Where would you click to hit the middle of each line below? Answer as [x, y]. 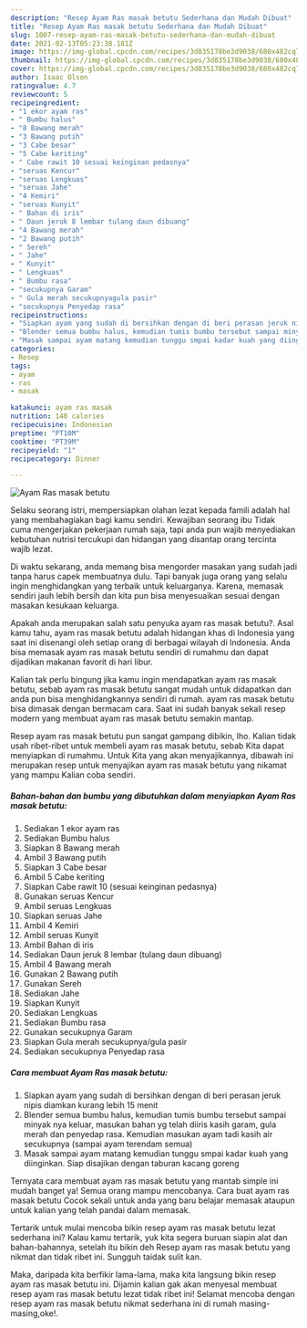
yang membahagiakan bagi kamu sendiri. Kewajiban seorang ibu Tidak [143, 520]
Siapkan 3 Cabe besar [65, 867]
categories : [33, 349]
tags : [20, 366]
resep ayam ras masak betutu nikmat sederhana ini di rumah [124, 1304]
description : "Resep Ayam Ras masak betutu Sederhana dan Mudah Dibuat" [151, 18]
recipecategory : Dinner [56, 459]
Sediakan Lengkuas [61, 1013]
